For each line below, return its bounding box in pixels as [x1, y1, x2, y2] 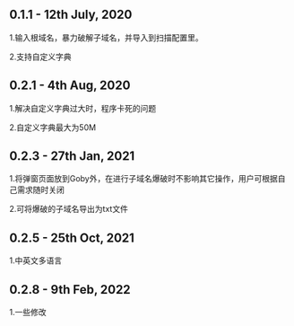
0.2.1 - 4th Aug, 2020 [9, 78, 131, 93]
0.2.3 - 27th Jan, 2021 [9, 148, 135, 164]
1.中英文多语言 [9, 255, 63, 266]
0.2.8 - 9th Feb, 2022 [9, 282, 132, 297]
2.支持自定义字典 [9, 51, 72, 62]
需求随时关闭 [16, 184, 65, 196]
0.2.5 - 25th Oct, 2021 [9, 230, 134, 245]
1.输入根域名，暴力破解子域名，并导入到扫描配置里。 [9, 31, 203, 43]
